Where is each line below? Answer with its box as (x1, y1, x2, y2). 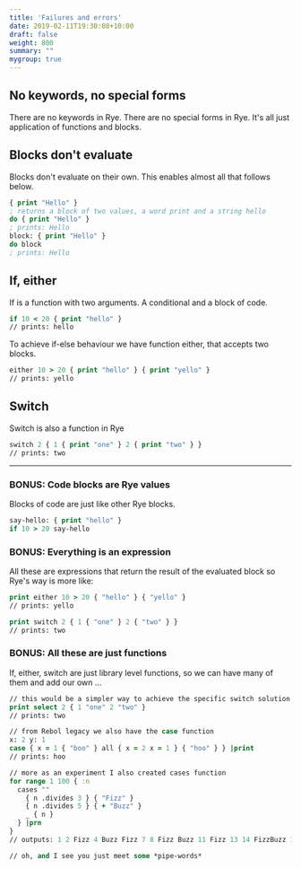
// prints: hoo (9, 752, 66, 761)
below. (9, 180, 34, 191)
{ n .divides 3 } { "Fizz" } (25, 794, 134, 803)
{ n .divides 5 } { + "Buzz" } (25, 802, 142, 811)
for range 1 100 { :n (9, 777, 90, 786)
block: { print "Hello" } (9, 232, 106, 241)
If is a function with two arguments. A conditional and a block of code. (9, 297, 269, 308)
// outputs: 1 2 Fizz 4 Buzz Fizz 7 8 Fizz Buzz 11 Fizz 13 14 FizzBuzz (9, 835, 287, 844)
